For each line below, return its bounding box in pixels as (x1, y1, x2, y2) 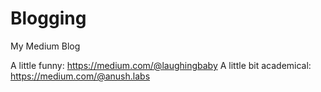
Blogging (10, 7, 87, 30)
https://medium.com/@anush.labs (10, 70, 151, 82)
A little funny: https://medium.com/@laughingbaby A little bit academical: (10, 59, 312, 71)
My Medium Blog (10, 40, 81, 52)
